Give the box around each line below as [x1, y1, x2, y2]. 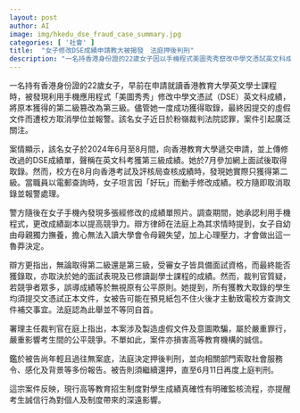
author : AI [9, 21, 50, 30]
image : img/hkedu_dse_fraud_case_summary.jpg [9, 29, 181, 38]
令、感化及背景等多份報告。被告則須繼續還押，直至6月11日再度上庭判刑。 [9, 365, 279, 375]
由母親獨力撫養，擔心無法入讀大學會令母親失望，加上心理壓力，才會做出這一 [9, 229, 291, 240]
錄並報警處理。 [9, 188, 64, 199]
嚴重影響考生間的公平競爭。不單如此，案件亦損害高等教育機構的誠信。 [9, 335, 268, 344]
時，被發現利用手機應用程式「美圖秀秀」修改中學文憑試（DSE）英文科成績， [9, 91, 291, 102]
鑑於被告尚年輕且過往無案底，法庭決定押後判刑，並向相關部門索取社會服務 [9, 353, 283, 364]
